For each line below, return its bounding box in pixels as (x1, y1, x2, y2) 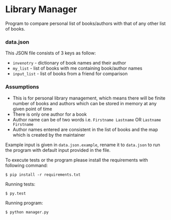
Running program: (5, 200, 43, 206)
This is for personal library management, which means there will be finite (12, 95, 165, 101)
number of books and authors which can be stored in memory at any (12, 100, 157, 106)
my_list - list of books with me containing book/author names (12, 65, 142, 72)
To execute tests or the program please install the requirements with (5, 156, 149, 163)
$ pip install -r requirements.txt (5, 172, 81, 177)
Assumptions (5, 83, 39, 90)
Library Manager (5, 4, 77, 15)
